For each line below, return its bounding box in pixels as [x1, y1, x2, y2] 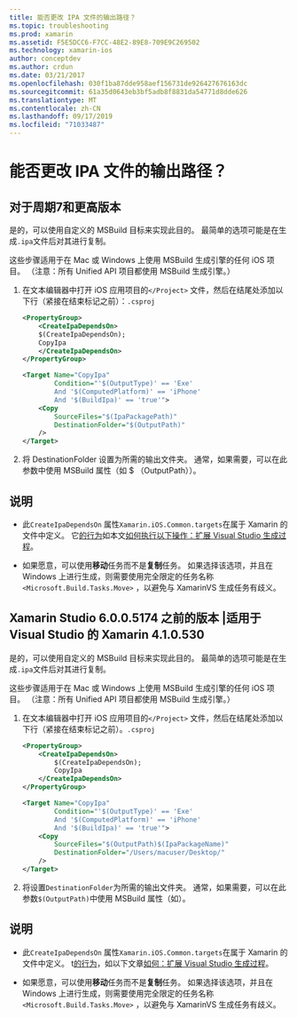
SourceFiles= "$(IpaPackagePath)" [54, 412, 178, 421]
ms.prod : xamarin [9, 29, 74, 38]
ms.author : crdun [9, 63, 74, 72]
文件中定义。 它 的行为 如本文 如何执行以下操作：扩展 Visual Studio [21, 529, 262, 540]
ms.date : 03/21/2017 [9, 71, 86, 80]
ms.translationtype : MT [9, 95, 98, 105]
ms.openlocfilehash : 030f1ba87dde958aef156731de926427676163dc [9, 79, 248, 88]
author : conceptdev [9, 54, 82, 63]
